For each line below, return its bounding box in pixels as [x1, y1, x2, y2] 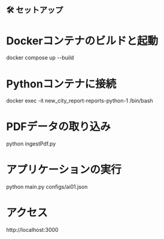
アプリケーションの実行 [6, 163, 122, 177]
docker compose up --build [6, 54, 74, 61]
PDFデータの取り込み [6, 120, 111, 134]
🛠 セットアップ [6, 5, 63, 16]
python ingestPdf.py [6, 140, 56, 147]
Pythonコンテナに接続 [6, 77, 117, 90]
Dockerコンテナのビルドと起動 [6, 34, 159, 47]
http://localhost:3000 [6, 226, 59, 234]
